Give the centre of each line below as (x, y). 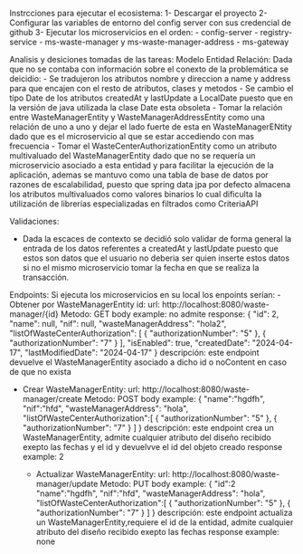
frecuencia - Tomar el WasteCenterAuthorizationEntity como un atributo (143, 146)
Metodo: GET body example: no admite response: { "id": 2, (170, 314)
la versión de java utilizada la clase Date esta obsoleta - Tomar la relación (146, 107)
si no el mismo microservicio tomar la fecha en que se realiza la (141, 267)
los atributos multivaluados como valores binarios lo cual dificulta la (136, 194)
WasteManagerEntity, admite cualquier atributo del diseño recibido (147, 437)
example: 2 (43, 457)
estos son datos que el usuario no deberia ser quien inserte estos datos (156, 258)
